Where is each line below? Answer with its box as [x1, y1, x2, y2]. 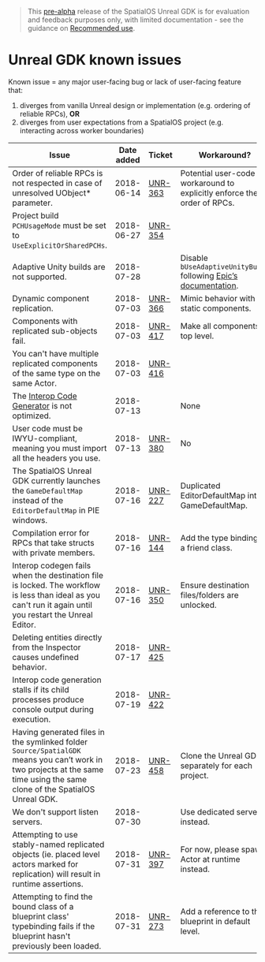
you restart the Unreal [12, 609, 93, 620]
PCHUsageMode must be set [12, 220, 106, 231]
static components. [180, 303, 252, 314]
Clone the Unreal [180, 750, 243, 761]
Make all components [180, 320, 260, 331]
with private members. [12, 547, 95, 558]
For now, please [180, 844, 240, 855]
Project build [12, 210, 59, 221]
